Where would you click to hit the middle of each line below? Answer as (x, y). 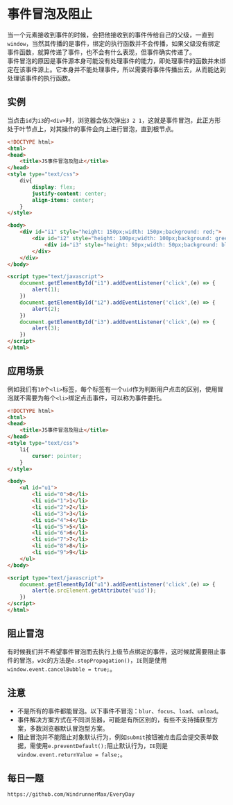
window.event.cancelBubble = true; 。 (62, 669)
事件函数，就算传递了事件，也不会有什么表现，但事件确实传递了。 (101, 52)
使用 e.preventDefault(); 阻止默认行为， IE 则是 (102, 745)
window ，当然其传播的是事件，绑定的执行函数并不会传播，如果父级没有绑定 (114, 43)
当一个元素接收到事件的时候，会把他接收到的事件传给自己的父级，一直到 (110, 35)
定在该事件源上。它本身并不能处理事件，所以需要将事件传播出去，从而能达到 (116, 69)
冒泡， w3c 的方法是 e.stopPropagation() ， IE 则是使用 (93, 660)
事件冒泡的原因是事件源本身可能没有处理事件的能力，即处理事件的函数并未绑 (116, 60)
